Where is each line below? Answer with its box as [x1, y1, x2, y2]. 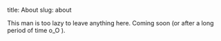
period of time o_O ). [7, 27, 66, 34]
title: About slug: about [7, 6, 72, 14]
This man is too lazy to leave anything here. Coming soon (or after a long [7, 19, 214, 27]
